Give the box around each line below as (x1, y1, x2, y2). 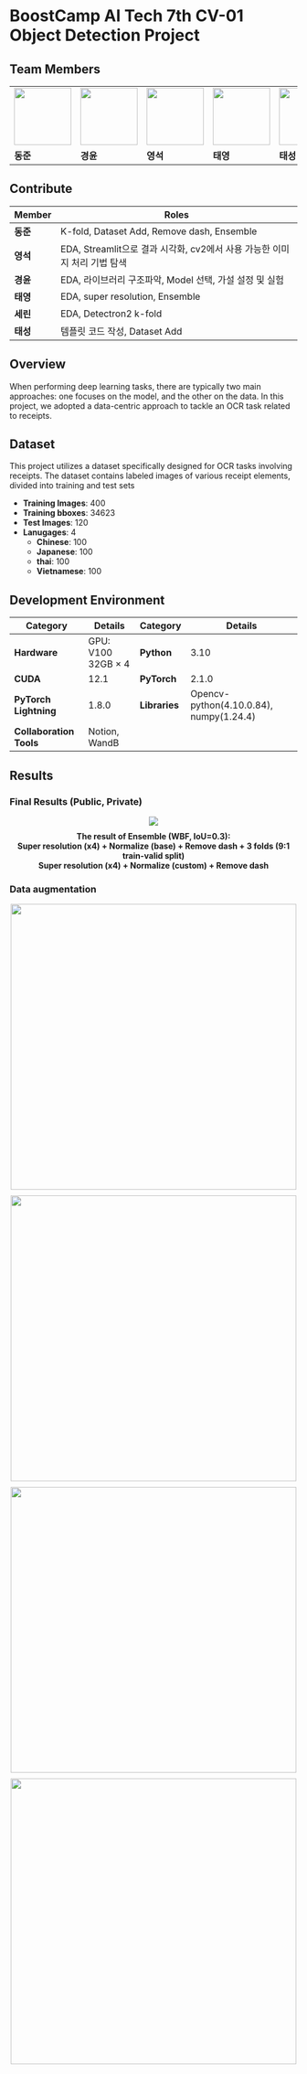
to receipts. (9, 410, 52, 421)
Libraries (139, 699, 180, 711)
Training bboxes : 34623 (22, 508, 116, 518)
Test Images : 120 (22, 518, 89, 529)
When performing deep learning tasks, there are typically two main (9, 380, 262, 391)
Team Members (9, 61, 101, 77)
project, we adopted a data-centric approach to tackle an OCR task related (9, 400, 291, 412)
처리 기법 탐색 (71, 256, 128, 269)
